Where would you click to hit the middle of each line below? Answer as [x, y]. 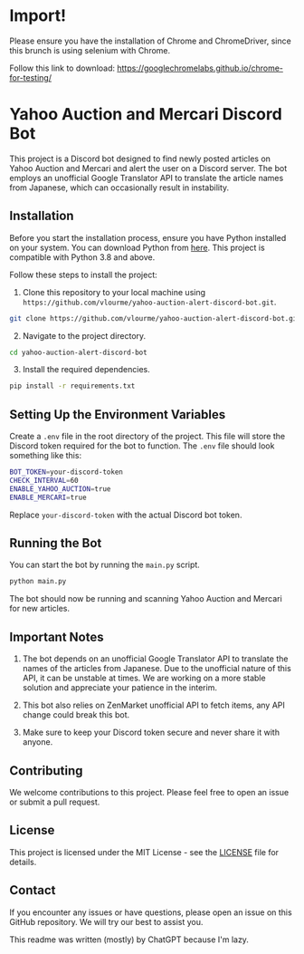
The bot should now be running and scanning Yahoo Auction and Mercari [146, 599]
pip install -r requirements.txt [72, 386]
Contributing [46, 771]
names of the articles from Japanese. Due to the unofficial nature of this [157, 669]
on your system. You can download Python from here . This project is [137, 247]
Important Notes [57, 636]
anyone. [38, 742]
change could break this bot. [76, 715]
